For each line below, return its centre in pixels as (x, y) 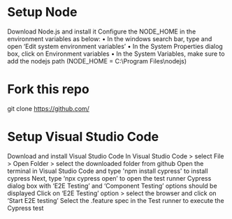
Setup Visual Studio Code (83, 137)
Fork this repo (48, 90)
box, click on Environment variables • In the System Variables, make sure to (116, 54)
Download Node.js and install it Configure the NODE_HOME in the (102, 31)
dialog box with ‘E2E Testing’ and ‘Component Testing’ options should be (113, 186)
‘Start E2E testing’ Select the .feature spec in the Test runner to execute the (116, 200)
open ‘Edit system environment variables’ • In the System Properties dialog (115, 46)
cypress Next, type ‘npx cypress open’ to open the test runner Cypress (109, 178)
